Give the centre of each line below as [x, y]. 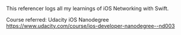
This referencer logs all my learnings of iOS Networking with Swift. [88, 8]
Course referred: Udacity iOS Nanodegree [58, 20]
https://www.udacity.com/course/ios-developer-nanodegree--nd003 [90, 26]
